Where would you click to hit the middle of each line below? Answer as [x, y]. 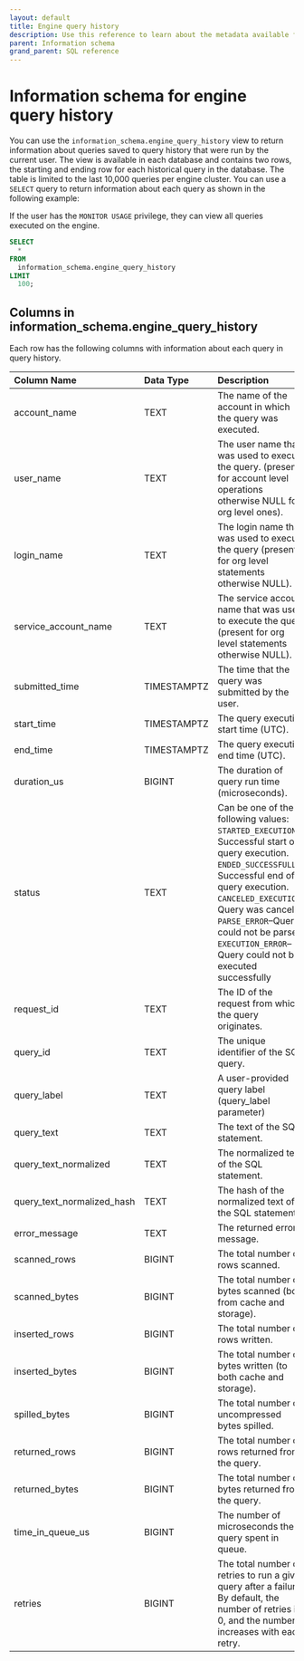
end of [281, 876]
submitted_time [47, 686]
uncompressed [249, 1415]
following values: [253, 819]
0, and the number [256, 1620]
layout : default [40, 18]
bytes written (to [252, 1366]
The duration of [250, 771]
